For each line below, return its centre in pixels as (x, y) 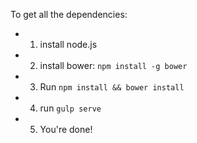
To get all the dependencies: (69, 14)
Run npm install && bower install (112, 87)
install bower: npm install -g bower (113, 65)
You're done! (66, 129)
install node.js (68, 44)
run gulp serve (70, 108)
